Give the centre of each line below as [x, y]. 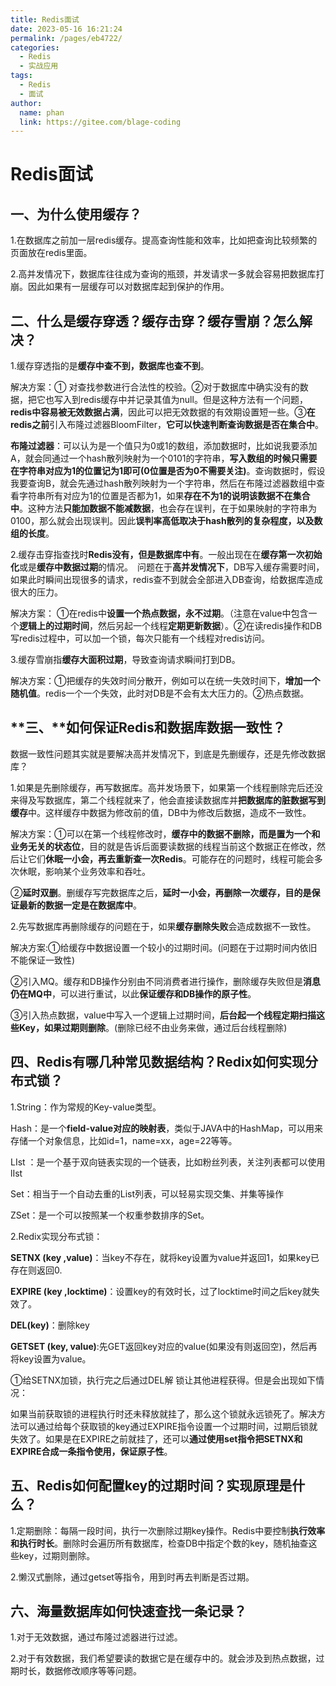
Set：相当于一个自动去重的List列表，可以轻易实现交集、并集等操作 [147, 1193]
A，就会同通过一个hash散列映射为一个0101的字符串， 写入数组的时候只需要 [164, 458]
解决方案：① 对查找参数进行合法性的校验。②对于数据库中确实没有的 [155, 387]
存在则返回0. [36, 1270]
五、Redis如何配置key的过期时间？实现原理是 [151, 1486]
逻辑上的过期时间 [54, 626]
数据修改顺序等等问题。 [93, 1671]
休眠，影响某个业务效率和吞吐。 [84, 871]
